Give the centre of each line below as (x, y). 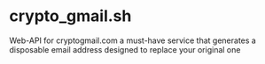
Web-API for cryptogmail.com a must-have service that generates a (133, 40)
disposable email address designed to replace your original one (125, 49)
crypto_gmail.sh (70, 16)
